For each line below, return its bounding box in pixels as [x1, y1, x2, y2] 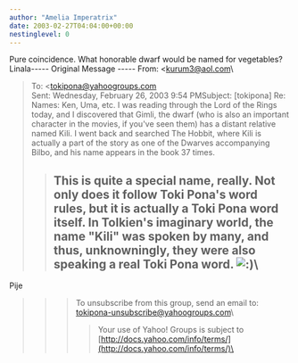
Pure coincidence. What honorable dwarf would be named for [9, 54, 236, 65]
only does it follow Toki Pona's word [53, 186, 259, 202]
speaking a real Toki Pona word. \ [53, 256, 259, 272]
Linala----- [9, 63, 49, 74]
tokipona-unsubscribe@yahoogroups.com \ [75, 307, 235, 318]
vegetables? [237, 54, 283, 65]
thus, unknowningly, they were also [53, 243, 256, 258]
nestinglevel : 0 [9, 29, 70, 38]
